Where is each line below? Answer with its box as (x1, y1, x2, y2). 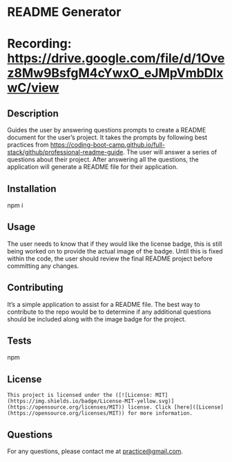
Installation (7, 183, 57, 195)
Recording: (7, 36, 72, 52)
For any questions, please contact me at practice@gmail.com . (7, 447, 184, 456)
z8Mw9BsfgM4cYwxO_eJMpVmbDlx (7, 65, 224, 81)
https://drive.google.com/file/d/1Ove (7, 51, 225, 66)
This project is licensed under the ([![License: (7, 392, 153, 399)
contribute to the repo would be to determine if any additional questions (7, 308, 212, 316)
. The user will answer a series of (123, 148, 217, 157)
